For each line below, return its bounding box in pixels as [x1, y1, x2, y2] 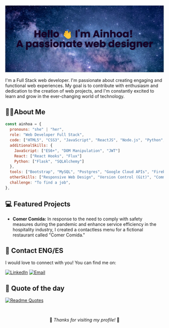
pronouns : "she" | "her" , [10, 127, 64, 132]
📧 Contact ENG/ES [5, 247, 64, 255]
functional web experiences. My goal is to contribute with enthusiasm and [5, 83, 158, 89]
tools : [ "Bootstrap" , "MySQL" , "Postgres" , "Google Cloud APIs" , [10, 170, 150, 175]
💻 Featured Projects [5, 200, 71, 209]
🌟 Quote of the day [5, 284, 65, 292]
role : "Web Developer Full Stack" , [10, 132, 84, 137]
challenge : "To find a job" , [10, 180, 71, 185]
